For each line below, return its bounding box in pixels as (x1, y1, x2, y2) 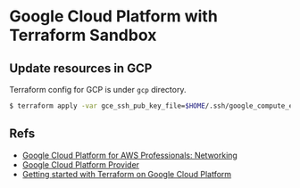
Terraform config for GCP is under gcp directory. (9, 85, 187, 94)
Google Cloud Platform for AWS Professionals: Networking (21, 150, 238, 160)
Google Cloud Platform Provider (21, 159, 140, 170)
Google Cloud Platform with (9, 6, 219, 27)
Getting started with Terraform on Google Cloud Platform (21, 168, 232, 179)
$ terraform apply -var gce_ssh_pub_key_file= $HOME (9, 102, 205, 110)
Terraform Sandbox (9, 25, 157, 45)
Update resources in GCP (9, 61, 153, 76)
